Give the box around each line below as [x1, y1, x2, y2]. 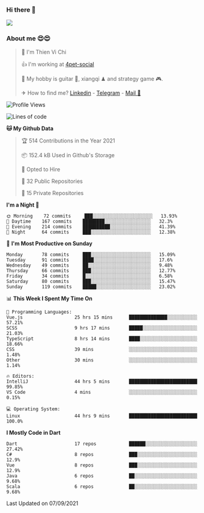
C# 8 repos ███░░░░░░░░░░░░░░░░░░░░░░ [6, 451, 198, 457]
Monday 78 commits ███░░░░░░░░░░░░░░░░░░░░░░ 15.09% [6, 251, 175, 257]
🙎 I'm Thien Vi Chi [21, 48, 67, 56]
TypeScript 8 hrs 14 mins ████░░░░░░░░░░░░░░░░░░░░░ [6, 336, 198, 342]
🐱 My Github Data [6, 125, 54, 132]
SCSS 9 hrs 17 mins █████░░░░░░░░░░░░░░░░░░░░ [6, 325, 198, 331]
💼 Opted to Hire [21, 165, 61, 173]
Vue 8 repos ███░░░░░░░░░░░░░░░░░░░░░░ [6, 462, 198, 468]
